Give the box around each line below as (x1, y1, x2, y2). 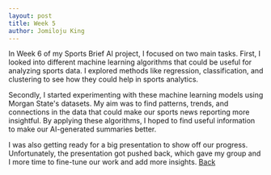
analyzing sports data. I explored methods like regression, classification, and (8, 66, 264, 76)
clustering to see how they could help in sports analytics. (8, 74, 199, 85)
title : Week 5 (8, 19, 57, 27)
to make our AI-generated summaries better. (8, 124, 157, 134)
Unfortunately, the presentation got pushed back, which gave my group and (8, 148, 261, 158)
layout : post (8, 11, 53, 20)
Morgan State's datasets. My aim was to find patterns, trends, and (8, 98, 229, 109)
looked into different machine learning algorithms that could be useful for (8, 57, 252, 67)
